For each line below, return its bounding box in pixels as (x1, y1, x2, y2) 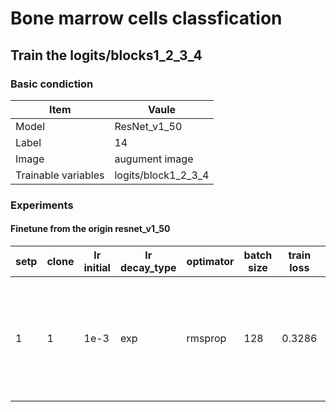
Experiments (10, 198, 74, 212)
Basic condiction (10, 77, 94, 91)
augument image (114, 152, 194, 166)
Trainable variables (15, 168, 105, 182)
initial (83, 261, 111, 274)
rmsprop (186, 332, 227, 345)
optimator (186, 255, 235, 268)
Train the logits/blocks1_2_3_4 (10, 47, 203, 64)
